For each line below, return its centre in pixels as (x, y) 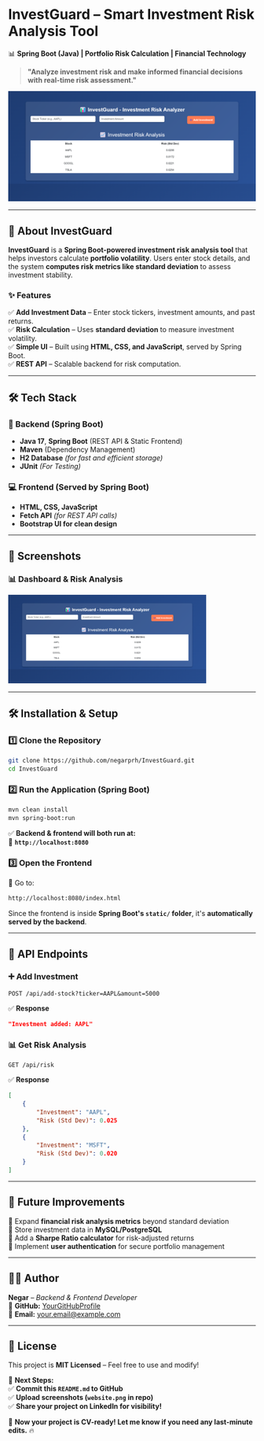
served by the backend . (48, 922)
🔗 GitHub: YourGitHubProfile (54, 1306)
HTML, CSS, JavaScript (59, 507)
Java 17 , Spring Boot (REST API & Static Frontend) (101, 442)
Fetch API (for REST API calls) (68, 515)
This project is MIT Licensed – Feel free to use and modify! (104, 1365)
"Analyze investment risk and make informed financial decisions (135, 72)
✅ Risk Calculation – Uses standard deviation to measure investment (121, 330)
